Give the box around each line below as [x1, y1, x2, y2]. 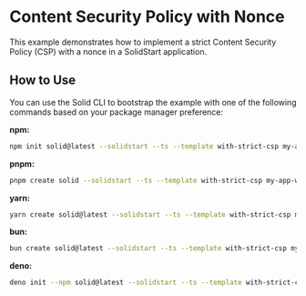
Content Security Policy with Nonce [9, 6, 285, 27]
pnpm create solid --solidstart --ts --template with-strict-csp [9, 176, 262, 185]
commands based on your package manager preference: [9, 107, 224, 117]
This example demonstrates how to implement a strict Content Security [9, 36, 277, 47]
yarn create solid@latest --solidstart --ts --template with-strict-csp [9, 209, 291, 219]
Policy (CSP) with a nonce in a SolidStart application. [9, 46, 208, 56]
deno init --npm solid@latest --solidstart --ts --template [9, 278, 243, 288]
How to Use [9, 73, 76, 88]
